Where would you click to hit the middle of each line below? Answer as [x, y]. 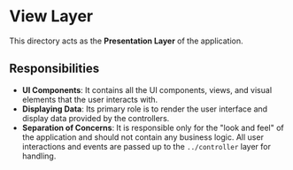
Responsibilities [54, 69]
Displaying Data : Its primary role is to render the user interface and [145, 109]
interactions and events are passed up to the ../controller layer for [146, 146]
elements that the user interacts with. [90, 99]
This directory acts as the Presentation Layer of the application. [126, 41]
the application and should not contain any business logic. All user [143, 137]
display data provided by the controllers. [96, 118]
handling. [39, 156]
